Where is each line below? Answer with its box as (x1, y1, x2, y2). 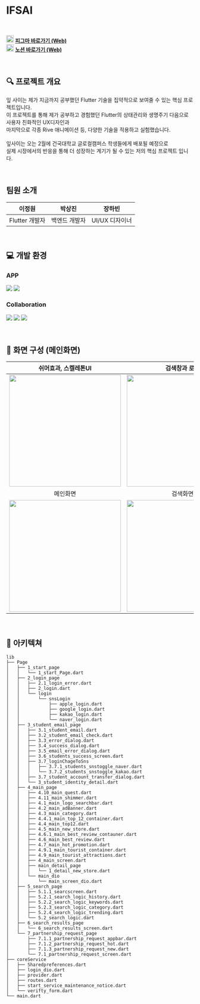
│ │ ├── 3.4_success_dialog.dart (6, 743, 100, 749)
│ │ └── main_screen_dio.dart (6, 878, 102, 885)
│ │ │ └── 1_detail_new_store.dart (6, 868, 111, 874)
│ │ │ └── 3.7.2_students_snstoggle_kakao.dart (6, 769, 143, 775)
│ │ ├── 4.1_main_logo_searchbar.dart (6, 800, 113, 806)
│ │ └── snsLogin (6, 696, 70, 702)
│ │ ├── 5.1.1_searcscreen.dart (6, 889, 97, 895)
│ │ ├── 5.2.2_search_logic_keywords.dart (6, 899, 124, 906)
